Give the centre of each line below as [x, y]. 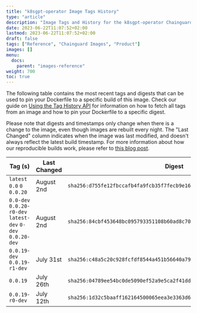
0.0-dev [20, 200]
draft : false [22, 39]
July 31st [49, 260]
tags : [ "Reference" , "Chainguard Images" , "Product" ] [73, 44]
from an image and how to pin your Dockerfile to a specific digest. [86, 112]
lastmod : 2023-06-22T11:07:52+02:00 [51, 33]
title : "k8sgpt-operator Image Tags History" [62, 11]
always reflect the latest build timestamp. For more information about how [95, 142]
